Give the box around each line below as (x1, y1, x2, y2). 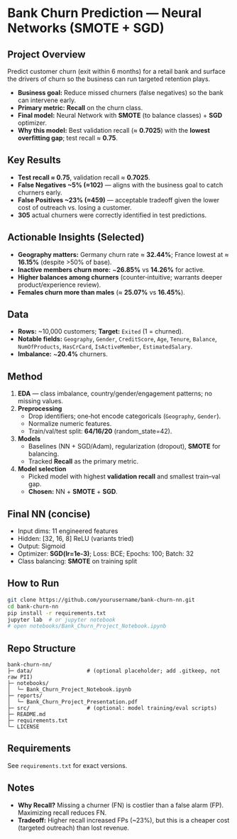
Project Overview (7, 48, 86, 60)
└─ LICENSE (7, 723, 40, 730)
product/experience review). (17, 280, 101, 289)
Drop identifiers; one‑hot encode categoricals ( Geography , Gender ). (28, 412, 221, 420)
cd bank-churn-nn (7, 603, 59, 610)
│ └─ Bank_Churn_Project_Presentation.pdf (7, 698, 138, 706)
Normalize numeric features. (28, 419, 112, 428)
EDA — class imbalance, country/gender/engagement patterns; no (17, 389, 213, 398)
